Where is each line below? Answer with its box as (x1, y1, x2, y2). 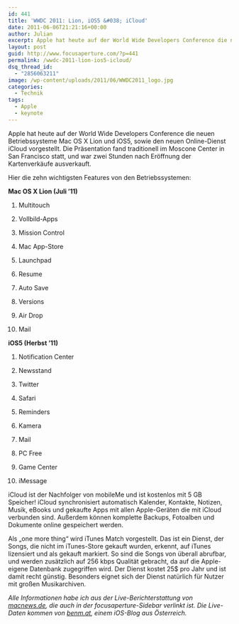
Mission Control (18, 228, 65, 237)
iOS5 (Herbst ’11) (8, 339, 59, 347)
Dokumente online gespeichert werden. (8, 520, 123, 529)
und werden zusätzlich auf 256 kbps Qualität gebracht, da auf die (8, 556, 200, 566)
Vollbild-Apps (18, 214, 59, 223)
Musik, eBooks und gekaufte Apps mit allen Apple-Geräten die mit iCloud (8, 505, 222, 514)
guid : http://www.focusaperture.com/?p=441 (8, 51, 139, 58)
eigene (8, 564, 28, 573)
